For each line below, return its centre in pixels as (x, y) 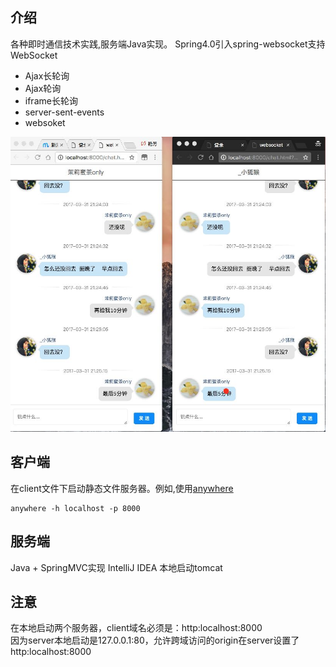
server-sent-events (64, 112)
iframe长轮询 (51, 100)
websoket (45, 122)
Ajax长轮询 (47, 75)
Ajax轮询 (43, 88)
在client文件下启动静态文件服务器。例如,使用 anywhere (122, 488)
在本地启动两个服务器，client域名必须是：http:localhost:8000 (136, 628)
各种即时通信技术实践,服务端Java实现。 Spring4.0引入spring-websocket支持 (168, 44)
